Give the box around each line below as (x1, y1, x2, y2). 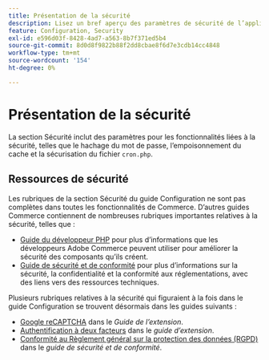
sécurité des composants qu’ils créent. (19, 252, 148, 261)
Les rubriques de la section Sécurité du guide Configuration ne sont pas (8, 193, 247, 203)
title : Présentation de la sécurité (8, 11, 130, 20)
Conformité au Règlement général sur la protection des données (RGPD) (19, 334, 259, 343)
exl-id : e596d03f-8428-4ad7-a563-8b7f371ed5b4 (8, 34, 167, 42)
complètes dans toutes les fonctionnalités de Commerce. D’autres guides (8, 202, 250, 212)
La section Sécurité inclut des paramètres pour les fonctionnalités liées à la (8, 131, 256, 141)
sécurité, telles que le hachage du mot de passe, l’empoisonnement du (8, 140, 242, 150)
